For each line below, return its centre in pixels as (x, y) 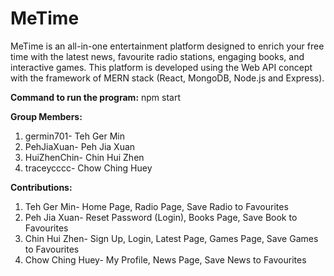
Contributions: (41, 187)
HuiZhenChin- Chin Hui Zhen (84, 157)
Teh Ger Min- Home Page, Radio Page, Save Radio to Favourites (156, 206)
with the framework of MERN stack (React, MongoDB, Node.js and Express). (167, 78)
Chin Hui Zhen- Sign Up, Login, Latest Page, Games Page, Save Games (171, 238)
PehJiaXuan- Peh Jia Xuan (80, 146)
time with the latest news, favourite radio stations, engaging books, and (157, 56)
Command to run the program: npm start (96, 97)
